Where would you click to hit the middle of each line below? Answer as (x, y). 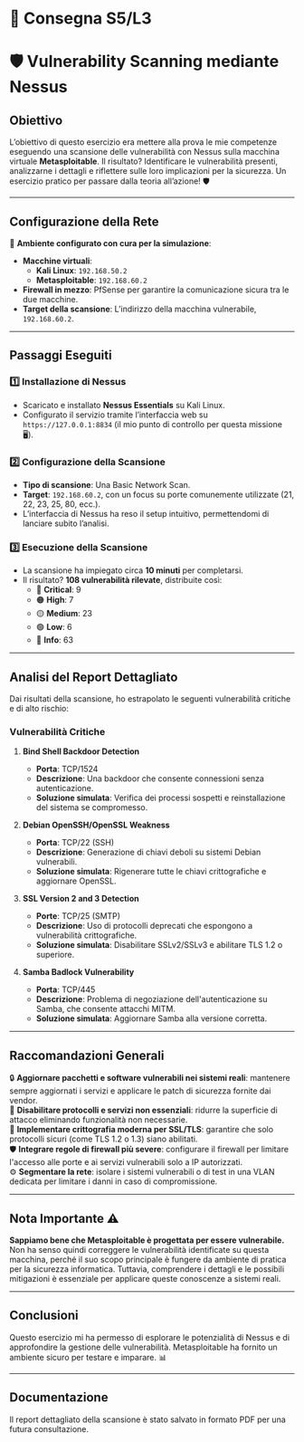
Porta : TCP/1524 (67, 769)
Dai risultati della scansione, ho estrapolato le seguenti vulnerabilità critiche (150, 699)
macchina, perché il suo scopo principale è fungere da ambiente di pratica (148, 1260)
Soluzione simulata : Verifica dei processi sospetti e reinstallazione (161, 798)
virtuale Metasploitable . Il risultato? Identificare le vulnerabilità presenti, (144, 161)
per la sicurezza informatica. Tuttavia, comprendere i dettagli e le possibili (147, 1269)
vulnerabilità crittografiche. (86, 935)
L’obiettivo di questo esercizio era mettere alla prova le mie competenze (143, 142)
